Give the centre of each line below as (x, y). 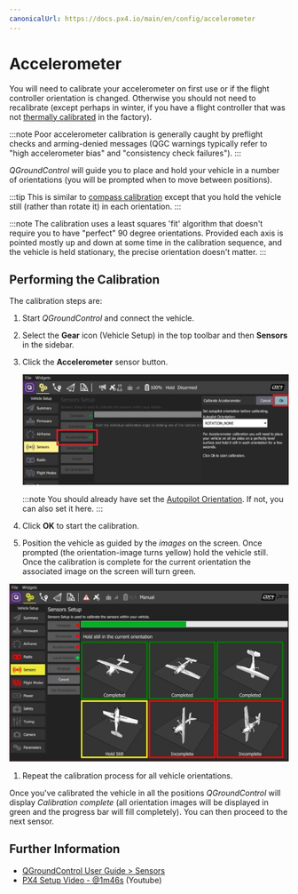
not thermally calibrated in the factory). (81, 116)
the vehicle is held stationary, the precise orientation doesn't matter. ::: (138, 251)
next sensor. (32, 821)
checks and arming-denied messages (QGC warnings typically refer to (138, 143)
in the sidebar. (48, 345)
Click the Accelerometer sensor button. (95, 362)
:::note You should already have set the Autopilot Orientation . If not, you (153, 499)
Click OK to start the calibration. (81, 526)
